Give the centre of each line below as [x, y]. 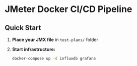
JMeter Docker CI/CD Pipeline [68, 9]
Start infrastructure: [34, 49]
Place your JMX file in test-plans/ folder [55, 39]
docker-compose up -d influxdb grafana [54, 58]
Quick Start [23, 28]
